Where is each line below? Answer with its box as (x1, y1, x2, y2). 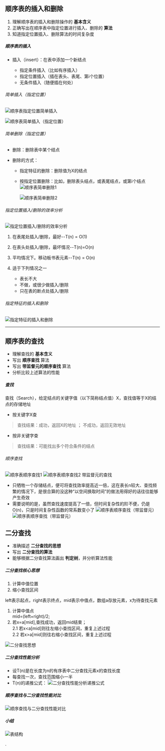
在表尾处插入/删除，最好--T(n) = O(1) (12, 234, 87, 240)
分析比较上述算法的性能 (12, 370, 60, 375)
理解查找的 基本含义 (12, 351, 53, 357)
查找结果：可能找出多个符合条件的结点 (17, 443, 95, 449)
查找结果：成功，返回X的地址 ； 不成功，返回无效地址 (17, 422, 126, 428)
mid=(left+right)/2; (12, 613, 50, 619)
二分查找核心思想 (5, 567, 40, 573)
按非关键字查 (12, 433, 38, 439)
